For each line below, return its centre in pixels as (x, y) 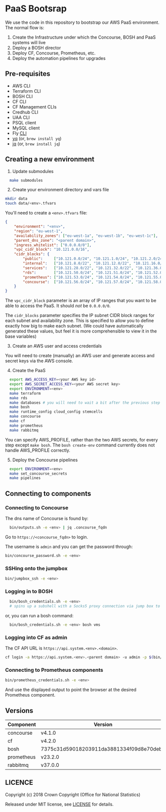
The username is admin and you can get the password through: (69, 546)
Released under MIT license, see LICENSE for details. (59, 804)
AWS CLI (21, 86)
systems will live (29, 42)
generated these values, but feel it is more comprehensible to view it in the (81, 331)
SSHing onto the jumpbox (36, 568)
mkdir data (16, 199)
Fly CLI (20, 133)
